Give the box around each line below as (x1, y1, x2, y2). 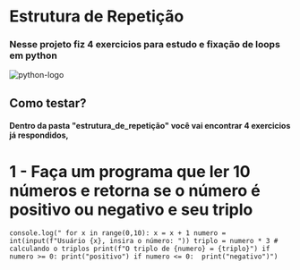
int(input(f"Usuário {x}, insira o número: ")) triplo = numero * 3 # (9, 237, 279, 246)
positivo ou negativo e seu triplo (9, 199, 253, 220)
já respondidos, (9, 130, 69, 140)
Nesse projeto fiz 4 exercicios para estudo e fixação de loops (9, 38, 280, 51)
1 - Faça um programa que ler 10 (9, 161, 251, 181)
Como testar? (9, 96, 87, 111)
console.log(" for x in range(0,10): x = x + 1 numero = (9, 229, 227, 238)
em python (9, 49, 58, 62)
